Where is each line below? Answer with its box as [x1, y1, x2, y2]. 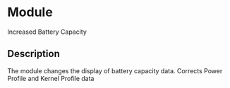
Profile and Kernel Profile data [7, 74, 95, 82]
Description [7, 48, 60, 60]
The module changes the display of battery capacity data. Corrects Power [7, 66, 223, 75]
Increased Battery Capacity [7, 27, 87, 36]
